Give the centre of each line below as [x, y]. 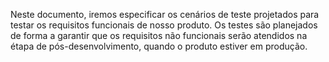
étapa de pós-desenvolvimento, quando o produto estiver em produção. [159, 46]
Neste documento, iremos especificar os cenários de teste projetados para [165, 14]
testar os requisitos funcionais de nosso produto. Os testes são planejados [164, 25]
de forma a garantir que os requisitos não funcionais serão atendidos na [159, 35]
